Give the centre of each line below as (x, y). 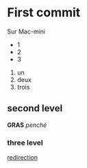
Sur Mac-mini (26, 31)
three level (25, 143)
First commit (44, 13)
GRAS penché (27, 125)
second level (35, 108)
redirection (22, 158)
